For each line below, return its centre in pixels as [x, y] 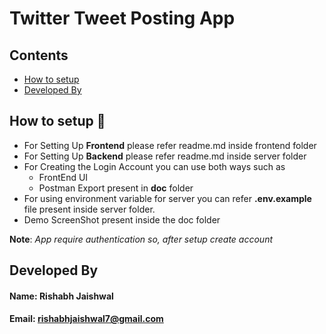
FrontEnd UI [63, 177]
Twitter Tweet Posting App [122, 18]
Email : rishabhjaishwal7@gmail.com [86, 319]
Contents [39, 55]
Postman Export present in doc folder [116, 188]
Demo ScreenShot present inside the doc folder [122, 219]
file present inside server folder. [89, 209]
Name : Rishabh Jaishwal [61, 296]
